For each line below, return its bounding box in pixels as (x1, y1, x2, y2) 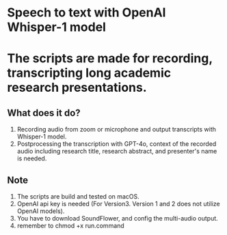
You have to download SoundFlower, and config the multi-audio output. (16, 214, 219, 222)
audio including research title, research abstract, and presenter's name (16, 147, 217, 156)
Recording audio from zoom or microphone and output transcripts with (16, 125, 217, 134)
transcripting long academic (7, 65, 172, 81)
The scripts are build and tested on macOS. (16, 193, 140, 200)
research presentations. (7, 80, 147, 95)
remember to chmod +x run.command (16, 221, 124, 230)
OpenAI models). (16, 207, 65, 215)
